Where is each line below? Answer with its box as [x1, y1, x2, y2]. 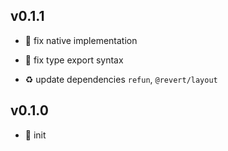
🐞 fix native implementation [24, 34, 138, 46]
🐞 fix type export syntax [24, 54, 124, 66]
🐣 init [24, 129, 47, 141]
